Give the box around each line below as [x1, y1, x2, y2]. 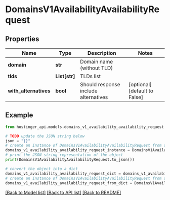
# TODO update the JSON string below [5, 134, 85, 139]
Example [5, 111, 33, 120]
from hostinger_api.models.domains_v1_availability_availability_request [5, 124, 164, 129]
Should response [80, 81, 120, 88]
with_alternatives [8, 87, 51, 94]
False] [128, 94, 143, 101]
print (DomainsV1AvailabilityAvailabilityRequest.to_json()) [5, 157, 135, 162]
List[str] [55, 73, 75, 80]
